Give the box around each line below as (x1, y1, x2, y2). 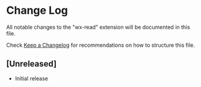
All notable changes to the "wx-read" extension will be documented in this (6, 23, 191, 31)
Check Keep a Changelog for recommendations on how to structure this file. (6, 41, 196, 49)
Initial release (14, 74, 48, 82)
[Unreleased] (6, 59, 57, 69)
